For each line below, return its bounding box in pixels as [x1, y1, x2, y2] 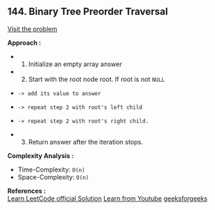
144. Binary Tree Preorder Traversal [7, 6, 169, 18]
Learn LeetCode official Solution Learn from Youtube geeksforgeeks [7, 194, 208, 202]
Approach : [7, 38, 41, 47]
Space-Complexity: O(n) [17, 172, 90, 181]
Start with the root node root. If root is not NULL [28, 75, 165, 83]
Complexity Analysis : [7, 151, 74, 159]
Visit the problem [7, 24, 58, 33]
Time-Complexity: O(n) [17, 165, 85, 174]
